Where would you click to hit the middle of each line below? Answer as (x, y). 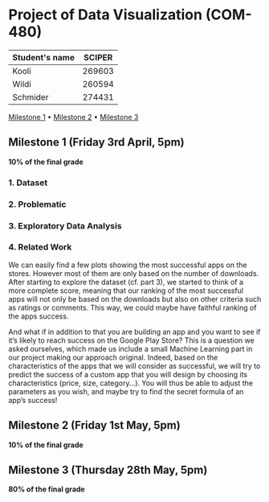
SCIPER (98, 57)
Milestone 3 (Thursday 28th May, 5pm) (108, 470)
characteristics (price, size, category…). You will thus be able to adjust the (130, 383)
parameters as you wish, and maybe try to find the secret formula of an (126, 391)
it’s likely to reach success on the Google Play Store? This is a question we (131, 340)
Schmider (31, 97)
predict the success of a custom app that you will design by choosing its (128, 374)
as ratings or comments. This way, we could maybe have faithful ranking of (132, 307)
